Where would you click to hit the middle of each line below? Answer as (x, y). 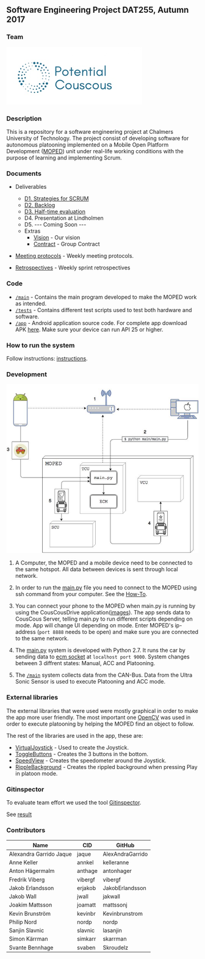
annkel (85, 862)
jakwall (111, 897)
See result (19, 814)
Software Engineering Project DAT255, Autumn (98, 10)
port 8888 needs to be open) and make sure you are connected (119, 632)
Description (24, 119)
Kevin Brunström (30, 913)
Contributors (26, 830)
